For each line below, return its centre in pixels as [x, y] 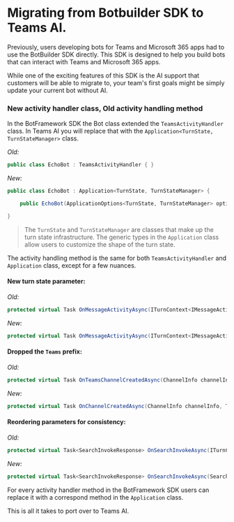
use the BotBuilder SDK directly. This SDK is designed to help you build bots [116, 55]
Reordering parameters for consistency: [67, 422]
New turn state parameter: [46, 282]
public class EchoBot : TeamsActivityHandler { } [81, 165]
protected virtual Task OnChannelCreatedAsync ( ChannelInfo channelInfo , [115, 406]
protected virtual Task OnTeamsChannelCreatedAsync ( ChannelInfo [102, 380]
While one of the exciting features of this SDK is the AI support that [103, 75]
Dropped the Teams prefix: [45, 351]
